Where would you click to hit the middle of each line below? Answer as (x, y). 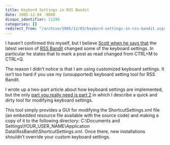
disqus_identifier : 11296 (32, 19)
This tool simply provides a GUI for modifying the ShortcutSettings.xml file (82, 110)
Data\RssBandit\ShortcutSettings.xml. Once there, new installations (75, 131)
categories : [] (21, 24)
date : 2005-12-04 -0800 (30, 15)
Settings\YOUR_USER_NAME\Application (48, 126)
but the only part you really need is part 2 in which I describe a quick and (81, 95)
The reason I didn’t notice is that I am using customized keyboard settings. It (85, 69)
